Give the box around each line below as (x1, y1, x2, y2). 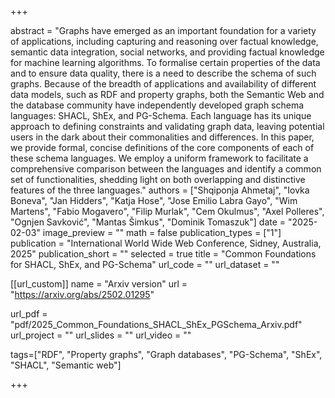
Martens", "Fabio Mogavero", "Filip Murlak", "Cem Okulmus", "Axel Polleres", (10, 206, 325, 217)
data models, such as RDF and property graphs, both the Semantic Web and (10, 89, 325, 100)
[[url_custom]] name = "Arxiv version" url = (10, 278, 188, 290)
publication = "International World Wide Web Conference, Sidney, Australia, (10, 237, 322, 249)
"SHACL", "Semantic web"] (10, 359, 122, 371)
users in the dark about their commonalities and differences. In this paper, (10, 131, 315, 143)
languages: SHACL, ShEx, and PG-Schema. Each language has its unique (10, 110, 312, 121)
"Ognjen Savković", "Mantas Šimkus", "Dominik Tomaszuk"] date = (10, 216, 287, 228)
